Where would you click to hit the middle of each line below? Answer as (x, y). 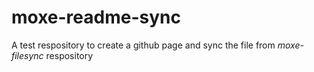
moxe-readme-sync (96, 17)
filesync (27, 55)
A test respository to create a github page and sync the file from (143, 45)
